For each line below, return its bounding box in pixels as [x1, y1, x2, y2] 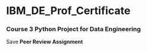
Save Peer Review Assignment [6, 38, 83, 45]
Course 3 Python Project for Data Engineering [6, 25, 141, 33]
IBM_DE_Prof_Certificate [6, 4, 131, 18]
